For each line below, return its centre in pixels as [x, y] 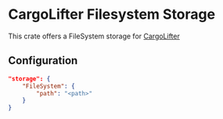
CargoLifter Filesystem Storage [112, 14]
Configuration [43, 61]
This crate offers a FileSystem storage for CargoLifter [94, 36]
